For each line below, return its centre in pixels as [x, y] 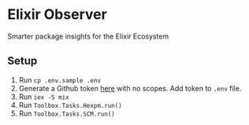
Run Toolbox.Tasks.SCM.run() [67, 113]
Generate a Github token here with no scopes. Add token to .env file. [130, 88]
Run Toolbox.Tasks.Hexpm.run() [71, 105]
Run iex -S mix [44, 97]
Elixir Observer [57, 15]
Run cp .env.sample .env [60, 79]
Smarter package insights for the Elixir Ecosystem [88, 36]
